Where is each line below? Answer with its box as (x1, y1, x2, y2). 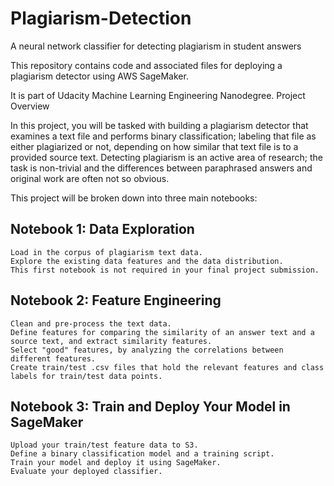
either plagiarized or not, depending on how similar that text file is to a (10, 140, 299, 152)
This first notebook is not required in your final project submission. (10, 265, 320, 275)
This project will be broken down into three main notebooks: (10, 192, 258, 204)
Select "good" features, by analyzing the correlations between (10, 345, 284, 355)
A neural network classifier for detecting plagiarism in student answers (10, 40, 302, 52)
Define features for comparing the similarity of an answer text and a (10, 327, 315, 337)
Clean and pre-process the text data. (10, 318, 172, 329)
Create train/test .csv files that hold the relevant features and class (10, 362, 325, 372)
